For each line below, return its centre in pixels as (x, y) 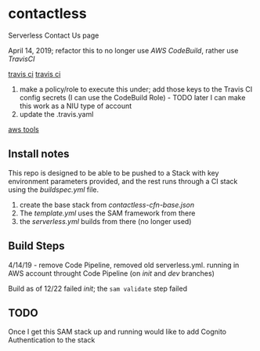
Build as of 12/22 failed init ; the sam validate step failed (98, 288)
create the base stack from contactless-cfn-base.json (107, 204)
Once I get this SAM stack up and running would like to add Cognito (117, 332)
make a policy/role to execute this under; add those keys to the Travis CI (136, 89)
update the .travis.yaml (56, 114)
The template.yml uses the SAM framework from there (107, 213)
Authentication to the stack (52, 340)
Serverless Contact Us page (54, 35)
